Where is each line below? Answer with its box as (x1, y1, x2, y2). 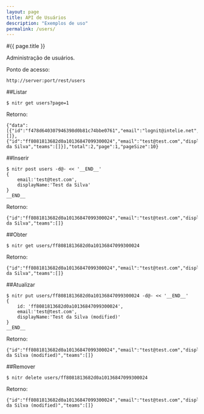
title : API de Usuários (6, 15, 67, 21)
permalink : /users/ (6, 25, 56, 32)
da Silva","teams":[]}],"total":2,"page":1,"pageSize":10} (6, 144, 159, 150)
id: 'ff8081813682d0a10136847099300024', (17, 304, 123, 310)
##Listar (6, 89, 27, 96)
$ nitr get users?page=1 (6, 100, 69, 106)
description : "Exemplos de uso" (6, 20, 88, 26)
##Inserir (6, 154, 29, 161)
